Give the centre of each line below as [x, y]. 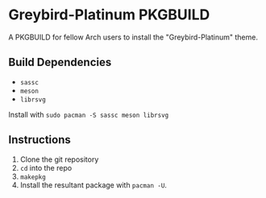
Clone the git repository [59, 159]
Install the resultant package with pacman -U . [94, 185]
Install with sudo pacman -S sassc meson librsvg [89, 114]
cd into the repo [46, 167]
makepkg [33, 177]
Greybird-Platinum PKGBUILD [109, 15]
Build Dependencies [60, 62]
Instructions [39, 140]
